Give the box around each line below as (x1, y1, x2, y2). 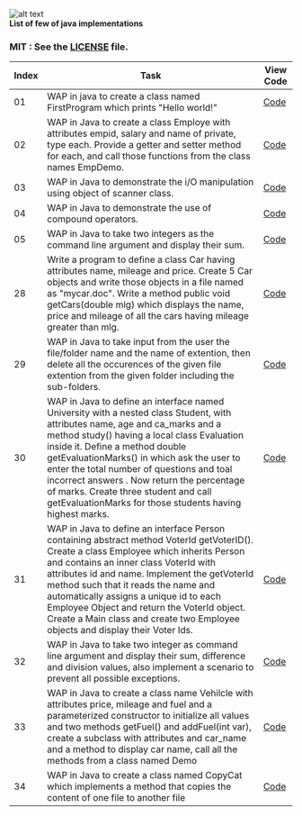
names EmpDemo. (47, 161, 124, 174)
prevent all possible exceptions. (47, 672, 181, 685)
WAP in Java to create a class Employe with (47, 116, 231, 129)
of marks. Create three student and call (47, 485, 212, 498)
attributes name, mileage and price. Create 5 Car (47, 265, 253, 277)
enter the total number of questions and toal (47, 463, 233, 476)
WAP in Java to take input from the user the (47, 336, 231, 349)
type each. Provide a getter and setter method (47, 139, 242, 151)
